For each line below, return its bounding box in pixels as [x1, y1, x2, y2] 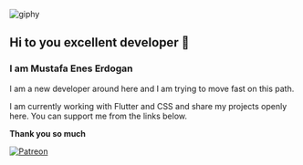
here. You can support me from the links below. [9, 110, 187, 121]
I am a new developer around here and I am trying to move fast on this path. [9, 83, 295, 94]
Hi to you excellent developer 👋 [9, 35, 190, 50]
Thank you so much [9, 128, 87, 139]
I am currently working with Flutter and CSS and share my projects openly [9, 100, 287, 111]
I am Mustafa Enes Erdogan [9, 62, 133, 75]
